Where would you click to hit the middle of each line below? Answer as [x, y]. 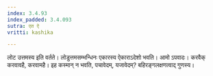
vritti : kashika [30, 32]
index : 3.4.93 [27, 13]
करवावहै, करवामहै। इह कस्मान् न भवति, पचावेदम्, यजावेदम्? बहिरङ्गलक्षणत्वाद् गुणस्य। [101, 65]
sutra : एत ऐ [23, 26]
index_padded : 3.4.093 [39, 20]
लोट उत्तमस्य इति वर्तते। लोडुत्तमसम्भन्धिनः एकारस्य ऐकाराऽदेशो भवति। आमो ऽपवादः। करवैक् [106, 58]
